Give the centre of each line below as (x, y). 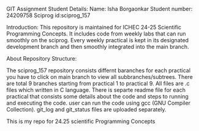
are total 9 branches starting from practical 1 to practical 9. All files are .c (98, 83)
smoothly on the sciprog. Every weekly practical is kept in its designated (97, 40)
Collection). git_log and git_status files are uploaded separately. (86, 109)
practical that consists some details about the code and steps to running (97, 96)
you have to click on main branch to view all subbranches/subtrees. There (99, 77)
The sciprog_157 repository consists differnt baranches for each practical (99, 70)
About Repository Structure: (42, 58)
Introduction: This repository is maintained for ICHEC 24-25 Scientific (94, 27)
